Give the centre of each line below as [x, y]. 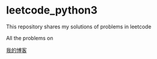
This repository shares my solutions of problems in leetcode [79, 27]
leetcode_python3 [52, 10]
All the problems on [30, 38]
